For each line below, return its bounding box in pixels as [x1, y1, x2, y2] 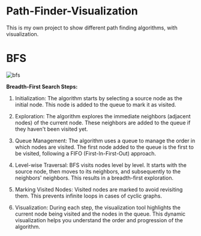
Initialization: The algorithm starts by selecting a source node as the [14, 94, 183, 101]
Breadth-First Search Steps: [6, 83, 78, 90]
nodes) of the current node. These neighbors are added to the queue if [14, 119, 191, 126]
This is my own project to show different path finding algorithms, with [6, 24, 178, 31]
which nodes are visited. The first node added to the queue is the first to [14, 143, 194, 151]
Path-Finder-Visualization [6, 4, 138, 18]
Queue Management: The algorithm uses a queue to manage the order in [14, 137, 196, 144]
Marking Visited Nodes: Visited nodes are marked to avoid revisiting [14, 186, 183, 193]
